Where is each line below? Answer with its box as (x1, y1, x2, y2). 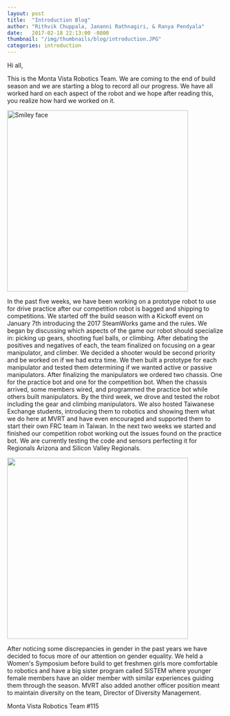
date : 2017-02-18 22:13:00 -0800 (7, 29, 109, 37)
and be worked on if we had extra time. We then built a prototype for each (7, 356, 217, 364)
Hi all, (7, 61, 23, 69)
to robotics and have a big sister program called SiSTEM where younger (7, 667, 211, 675)
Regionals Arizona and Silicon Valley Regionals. (7, 444, 141, 452)
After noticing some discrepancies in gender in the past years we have (7, 645, 208, 652)
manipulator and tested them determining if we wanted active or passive (7, 363, 212, 371)
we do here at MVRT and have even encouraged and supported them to (7, 415, 211, 423)
